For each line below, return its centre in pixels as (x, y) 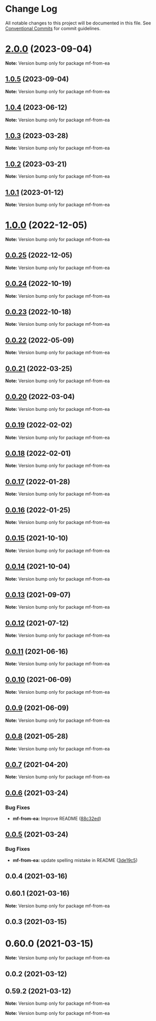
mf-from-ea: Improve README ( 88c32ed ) (57, 818)
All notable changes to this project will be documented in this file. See (78, 23)
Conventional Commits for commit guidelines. (53, 28)
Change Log (31, 9)
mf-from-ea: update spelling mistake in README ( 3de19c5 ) (75, 860)
